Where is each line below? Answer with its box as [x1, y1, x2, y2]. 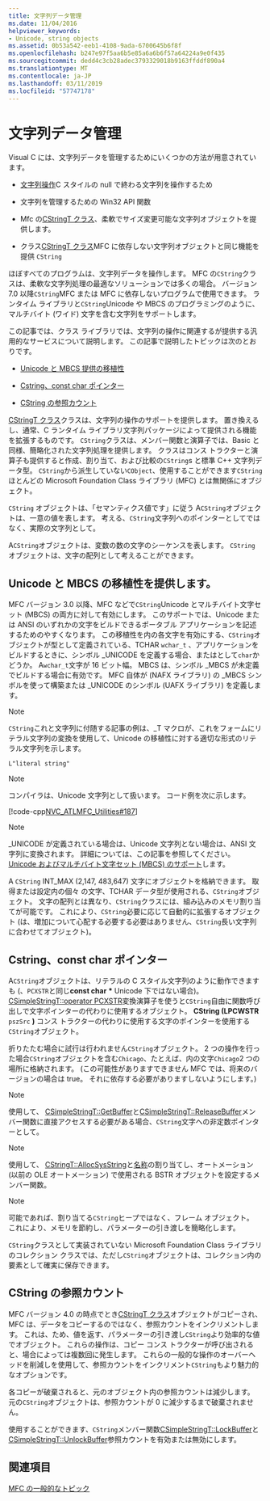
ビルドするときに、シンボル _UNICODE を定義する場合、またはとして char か [8, 650, 260, 660]
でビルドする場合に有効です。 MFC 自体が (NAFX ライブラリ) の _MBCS [8, 670, 246, 680]
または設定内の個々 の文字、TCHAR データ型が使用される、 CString [15, 887, 239, 896]
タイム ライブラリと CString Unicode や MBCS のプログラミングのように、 [15, 299, 260, 309]
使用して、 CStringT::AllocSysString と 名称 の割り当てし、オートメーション [8, 1159, 254, 1169]
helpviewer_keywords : [8, 27, 81, 35]
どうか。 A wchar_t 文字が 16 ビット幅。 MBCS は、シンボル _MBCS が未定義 [8, 660, 260, 670]
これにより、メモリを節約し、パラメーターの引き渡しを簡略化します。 [8, 1222, 240, 1233]
